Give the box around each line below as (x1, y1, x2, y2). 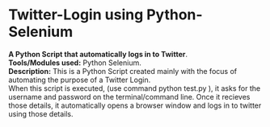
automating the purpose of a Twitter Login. (8, 75, 151, 84)
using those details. (8, 109, 74, 118)
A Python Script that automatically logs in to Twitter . (8, 49, 188, 59)
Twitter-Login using (8, 6, 144, 24)
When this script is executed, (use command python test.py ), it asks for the (8, 83, 261, 93)
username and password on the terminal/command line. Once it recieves (8, 92, 251, 101)
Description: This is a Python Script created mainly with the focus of (8, 66, 237, 76)
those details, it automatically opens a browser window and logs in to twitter (8, 100, 262, 110)
